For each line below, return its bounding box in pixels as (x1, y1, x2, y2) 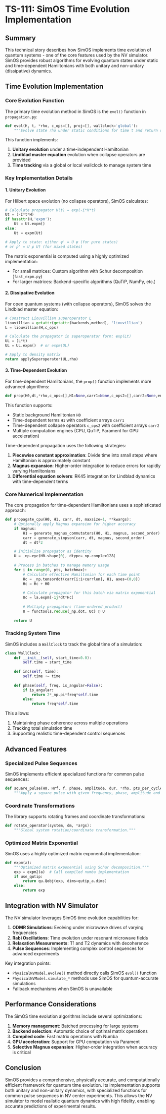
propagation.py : (5, 114, 38, 119)
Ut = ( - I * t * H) (5, 212, 35, 217)
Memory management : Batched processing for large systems (12, 1023, 139, 1029)
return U (14, 618, 32, 623)
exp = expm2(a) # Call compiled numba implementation (14, 869, 129, 875)
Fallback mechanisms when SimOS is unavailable (12, 986, 113, 992)
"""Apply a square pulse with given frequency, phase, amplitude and (14, 790, 161, 795)
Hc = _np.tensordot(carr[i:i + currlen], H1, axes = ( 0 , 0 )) (23, 577, 140, 582)
